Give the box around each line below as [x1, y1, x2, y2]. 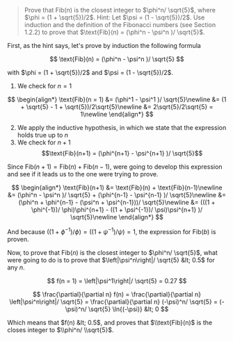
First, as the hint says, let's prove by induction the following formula [7, 42, 202, 49]
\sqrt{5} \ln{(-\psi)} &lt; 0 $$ [88, 305, 169, 313]
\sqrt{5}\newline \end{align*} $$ [70, 213, 163, 221]
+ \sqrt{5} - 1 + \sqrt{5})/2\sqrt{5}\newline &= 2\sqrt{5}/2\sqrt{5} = [20, 103, 214, 110]
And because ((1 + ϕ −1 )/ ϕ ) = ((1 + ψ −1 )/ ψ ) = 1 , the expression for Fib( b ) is [7, 226, 216, 235]
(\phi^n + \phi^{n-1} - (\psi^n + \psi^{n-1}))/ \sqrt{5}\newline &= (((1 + [18, 198, 216, 206]
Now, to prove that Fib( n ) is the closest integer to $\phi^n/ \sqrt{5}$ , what [7, 248, 218, 256]
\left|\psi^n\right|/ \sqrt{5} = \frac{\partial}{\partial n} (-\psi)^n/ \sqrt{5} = [9, 297, 218, 306]
